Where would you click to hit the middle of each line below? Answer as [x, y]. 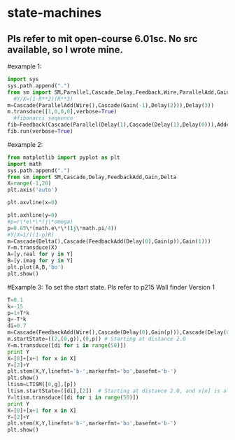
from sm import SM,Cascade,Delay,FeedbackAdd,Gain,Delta [92, 177]
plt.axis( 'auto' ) [33, 190]
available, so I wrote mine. [65, 49]
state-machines [55, 13]
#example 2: [25, 144]
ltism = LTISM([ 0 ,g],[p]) [42, 385]
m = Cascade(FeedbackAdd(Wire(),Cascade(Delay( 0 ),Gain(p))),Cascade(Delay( [117, 333]
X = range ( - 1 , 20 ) [29, 183]
